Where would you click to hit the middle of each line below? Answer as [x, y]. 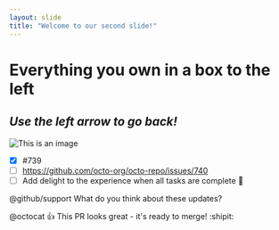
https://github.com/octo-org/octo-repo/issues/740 [115, 170]
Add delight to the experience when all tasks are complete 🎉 [132, 180]
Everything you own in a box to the [140, 70]
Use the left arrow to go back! [94, 122]
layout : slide [36, 17]
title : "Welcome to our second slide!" [83, 26]
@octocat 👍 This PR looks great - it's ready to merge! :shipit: [122, 216]
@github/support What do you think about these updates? [116, 198]
